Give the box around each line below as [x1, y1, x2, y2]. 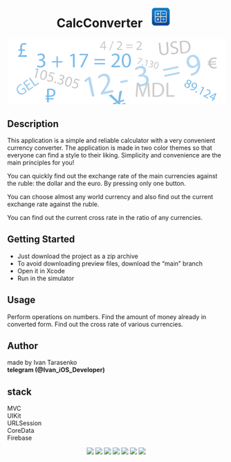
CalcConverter [56, 15, 143, 31]
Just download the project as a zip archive [17, 252, 138, 260]
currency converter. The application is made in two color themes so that [7, 144, 212, 152]
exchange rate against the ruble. [7, 200, 100, 208]
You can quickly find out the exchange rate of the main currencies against [7, 171, 218, 180]
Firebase [7, 434, 33, 442]
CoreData [7, 427, 35, 435]
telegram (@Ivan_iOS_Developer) [7, 366, 105, 374]
